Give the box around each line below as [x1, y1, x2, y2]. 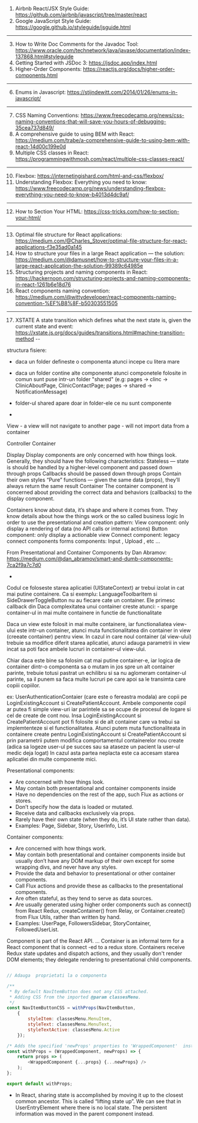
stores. [15, 797, 32, 804]
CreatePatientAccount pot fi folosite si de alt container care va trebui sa [6, 718, 180, 725]
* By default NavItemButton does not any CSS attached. [9, 988, 149, 994]
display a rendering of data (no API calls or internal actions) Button [6, 525, 168, 532]
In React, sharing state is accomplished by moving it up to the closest [15, 1091, 184, 1098]
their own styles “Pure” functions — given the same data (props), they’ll [6, 476, 180, 483]
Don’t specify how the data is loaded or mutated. [15, 803, 134, 810]
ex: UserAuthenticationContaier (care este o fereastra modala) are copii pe [6, 693, 187, 700]
